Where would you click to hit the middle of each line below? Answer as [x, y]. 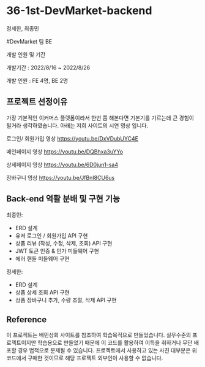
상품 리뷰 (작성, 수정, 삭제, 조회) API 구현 [64, 243]
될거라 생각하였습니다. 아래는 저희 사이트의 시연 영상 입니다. [77, 125]
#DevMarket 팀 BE [29, 41]
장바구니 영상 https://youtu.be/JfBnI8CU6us [61, 177]
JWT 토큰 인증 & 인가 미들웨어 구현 [57, 251]
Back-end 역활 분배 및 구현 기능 [63, 199]
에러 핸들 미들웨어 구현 [42, 258]
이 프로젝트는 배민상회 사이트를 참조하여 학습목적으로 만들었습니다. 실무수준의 [99, 335]
